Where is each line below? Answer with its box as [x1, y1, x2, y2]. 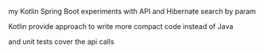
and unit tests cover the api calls [8, 37, 115, 46]
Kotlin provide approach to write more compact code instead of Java [8, 22, 234, 31]
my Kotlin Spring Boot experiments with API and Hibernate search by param [8, 7, 256, 16]
